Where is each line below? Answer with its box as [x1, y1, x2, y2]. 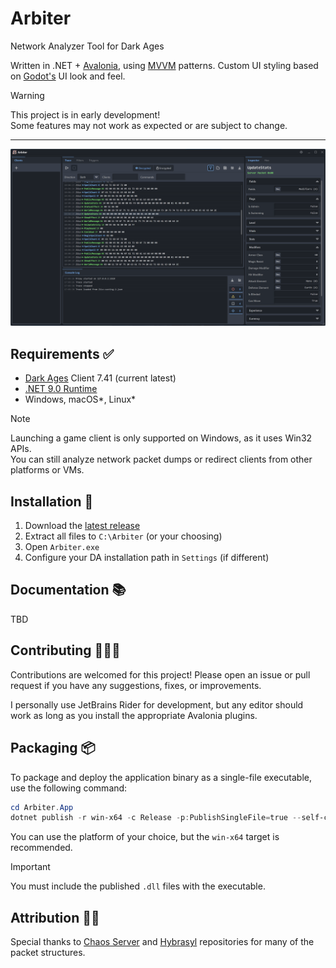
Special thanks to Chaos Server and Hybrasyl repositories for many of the [10, 936, 315, 948]
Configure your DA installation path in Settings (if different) [24, 552, 270, 564]
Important [10, 861, 51, 873]
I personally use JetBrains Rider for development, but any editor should [10, 698, 304, 711]
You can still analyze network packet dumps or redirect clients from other [10, 453, 313, 466]
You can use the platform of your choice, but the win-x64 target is [10, 831, 280, 843]
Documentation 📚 [10, 582, 127, 599]
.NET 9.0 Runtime [24, 383, 98, 395]
